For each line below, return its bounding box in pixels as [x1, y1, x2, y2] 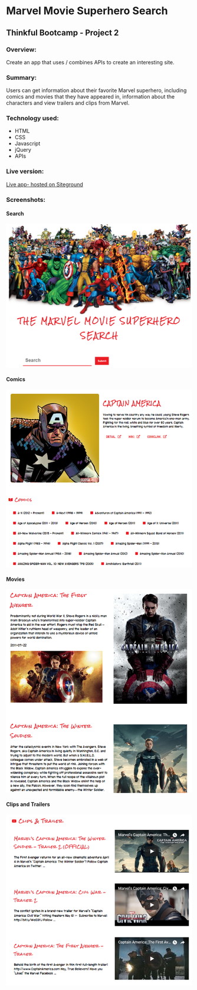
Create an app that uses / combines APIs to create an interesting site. [6, 58, 175, 66]
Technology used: [6, 114, 59, 122]
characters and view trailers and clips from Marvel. [6, 99, 130, 107]
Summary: [6, 73, 37, 81]
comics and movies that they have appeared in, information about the [6, 93, 175, 100]
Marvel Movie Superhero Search [6, 4, 168, 18]
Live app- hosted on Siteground [6, 181, 84, 188]
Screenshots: [6, 195, 46, 204]
